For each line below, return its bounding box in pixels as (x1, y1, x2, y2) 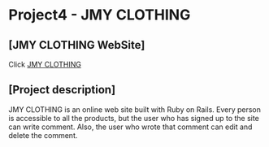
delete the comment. (8, 130, 78, 140)
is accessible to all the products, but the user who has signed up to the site (8, 113, 260, 123)
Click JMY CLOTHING (8, 59, 81, 69)
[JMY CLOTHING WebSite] (8, 38, 145, 52)
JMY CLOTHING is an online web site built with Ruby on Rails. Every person (8, 104, 262, 115)
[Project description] (8, 83, 116, 97)
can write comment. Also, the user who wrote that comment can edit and (8, 122, 253, 132)
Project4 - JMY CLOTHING (8, 6, 191, 24)
